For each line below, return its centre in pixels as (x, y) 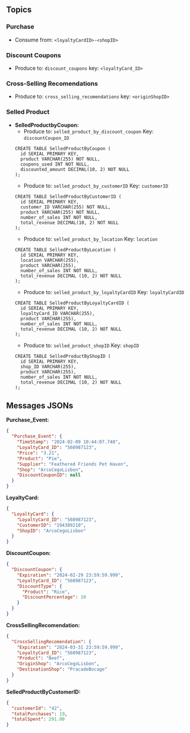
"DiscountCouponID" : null (49, 475)
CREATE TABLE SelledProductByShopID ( (63, 356)
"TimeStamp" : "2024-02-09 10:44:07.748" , (69, 442)
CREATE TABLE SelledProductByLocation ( (65, 249)
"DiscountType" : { (39, 586)
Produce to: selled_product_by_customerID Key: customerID (96, 185)
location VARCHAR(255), (50, 260)
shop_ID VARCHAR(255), (48, 366)
